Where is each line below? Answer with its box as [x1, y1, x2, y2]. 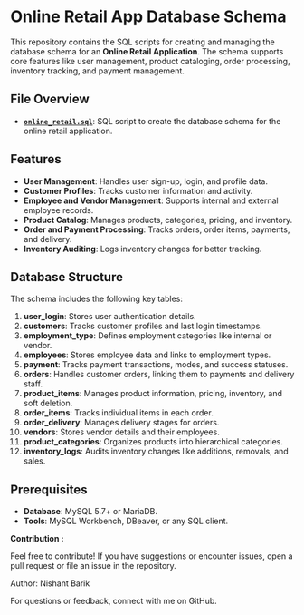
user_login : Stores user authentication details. [23, 311, 197, 322]
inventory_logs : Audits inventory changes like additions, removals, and [23, 446, 289, 457]
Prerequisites [10, 482, 88, 497]
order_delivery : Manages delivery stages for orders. [23, 417, 220, 428]
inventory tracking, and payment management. [10, 65, 185, 76]
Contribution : [10, 533, 64, 544]
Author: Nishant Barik [10, 578, 90, 589]
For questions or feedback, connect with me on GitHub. [10, 596, 218, 607]
